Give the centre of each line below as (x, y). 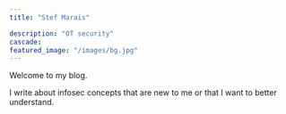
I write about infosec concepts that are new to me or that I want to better (143, 93)
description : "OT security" (62, 33)
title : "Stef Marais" (50, 17)
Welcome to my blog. (48, 76)
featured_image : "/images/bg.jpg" (74, 50)
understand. (32, 102)
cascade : (26, 42)
